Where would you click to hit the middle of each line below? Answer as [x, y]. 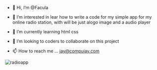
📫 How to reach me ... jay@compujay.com [56, 51]
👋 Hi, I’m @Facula [30, 8]
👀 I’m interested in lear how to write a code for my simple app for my [82, 17]
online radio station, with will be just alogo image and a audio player [81, 22]
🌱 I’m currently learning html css [45, 32]
